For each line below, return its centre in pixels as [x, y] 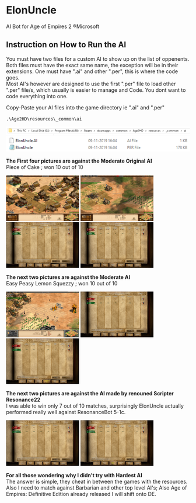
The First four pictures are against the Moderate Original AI [79, 161]
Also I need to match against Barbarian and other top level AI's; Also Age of [97, 488]
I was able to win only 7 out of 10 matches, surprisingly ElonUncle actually [95, 406]
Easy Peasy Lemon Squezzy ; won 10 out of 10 [62, 283]
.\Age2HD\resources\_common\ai [44, 119]
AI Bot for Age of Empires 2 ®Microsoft [53, 26]
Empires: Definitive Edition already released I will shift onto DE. [81, 494]
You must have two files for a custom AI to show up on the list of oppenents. [98, 58]
